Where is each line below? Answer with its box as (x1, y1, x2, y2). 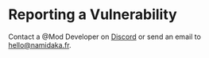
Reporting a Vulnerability (8, 6, 177, 24)
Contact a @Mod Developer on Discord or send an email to (8, 32, 201, 41)
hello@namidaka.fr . (8, 40, 72, 49)
